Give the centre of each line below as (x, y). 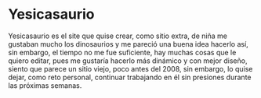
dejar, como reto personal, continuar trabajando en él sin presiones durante (130, 77)
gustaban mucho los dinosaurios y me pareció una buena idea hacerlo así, (128, 44)
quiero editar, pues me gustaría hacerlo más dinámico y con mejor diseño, (128, 61)
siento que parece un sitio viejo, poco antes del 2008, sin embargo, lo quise (130, 68)
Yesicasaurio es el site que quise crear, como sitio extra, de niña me (118, 36)
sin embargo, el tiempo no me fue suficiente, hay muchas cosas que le (122, 52)
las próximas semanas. (45, 85)
